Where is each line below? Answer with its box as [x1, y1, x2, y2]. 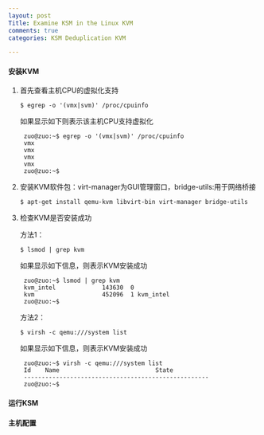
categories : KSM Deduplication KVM [8, 33, 126, 42]
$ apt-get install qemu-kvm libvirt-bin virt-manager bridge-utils [19, 198, 248, 206]
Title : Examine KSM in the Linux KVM [8, 19, 134, 27]
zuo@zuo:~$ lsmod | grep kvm [23, 276, 121, 285]
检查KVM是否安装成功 [19, 213, 92, 223]
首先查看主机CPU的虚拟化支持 [19, 85, 119, 96]
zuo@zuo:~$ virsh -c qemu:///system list [23, 359, 163, 367]
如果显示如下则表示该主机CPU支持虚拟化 [19, 116, 153, 126]
